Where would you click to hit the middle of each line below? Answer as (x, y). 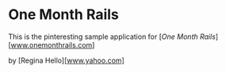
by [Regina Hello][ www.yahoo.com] (66, 60)
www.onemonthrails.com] (53, 44)
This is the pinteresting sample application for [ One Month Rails (112, 36)
